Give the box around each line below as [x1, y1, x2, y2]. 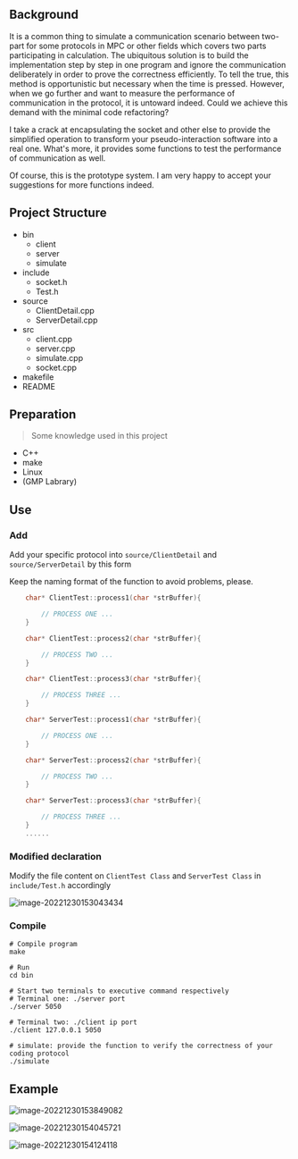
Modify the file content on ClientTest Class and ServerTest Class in [9, 870, 261, 881]
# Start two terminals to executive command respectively [9, 987, 229, 995]
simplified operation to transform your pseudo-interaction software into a [9, 133, 278, 144]
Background [9, 7, 79, 22]
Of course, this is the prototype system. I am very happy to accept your [9, 170, 272, 181]
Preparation [9, 407, 77, 423]
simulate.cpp [35, 352, 83, 363]
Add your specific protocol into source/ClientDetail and [9, 550, 217, 560]
